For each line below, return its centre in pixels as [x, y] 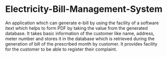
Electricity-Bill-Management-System [84, 9]
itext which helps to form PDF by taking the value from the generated [76, 28]
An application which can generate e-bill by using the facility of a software [82, 23]
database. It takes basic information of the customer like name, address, [80, 33]
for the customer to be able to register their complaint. [61, 49]
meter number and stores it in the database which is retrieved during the [80, 39]
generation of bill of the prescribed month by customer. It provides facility [81, 44]
